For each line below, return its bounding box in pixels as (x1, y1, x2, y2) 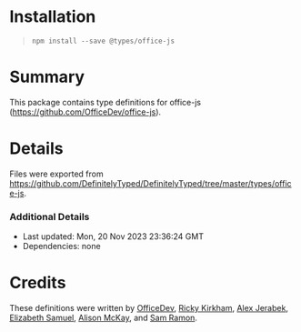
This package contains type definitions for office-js (9, 96, 202, 107)
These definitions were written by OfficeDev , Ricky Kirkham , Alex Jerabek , (9, 303, 289, 314)
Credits (9, 273, 66, 293)
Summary (9, 66, 85, 87)
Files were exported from (9, 168, 104, 179)
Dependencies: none (22, 241, 102, 252)
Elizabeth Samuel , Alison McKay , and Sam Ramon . (9, 312, 198, 324)
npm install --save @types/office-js (31, 36, 176, 45)
